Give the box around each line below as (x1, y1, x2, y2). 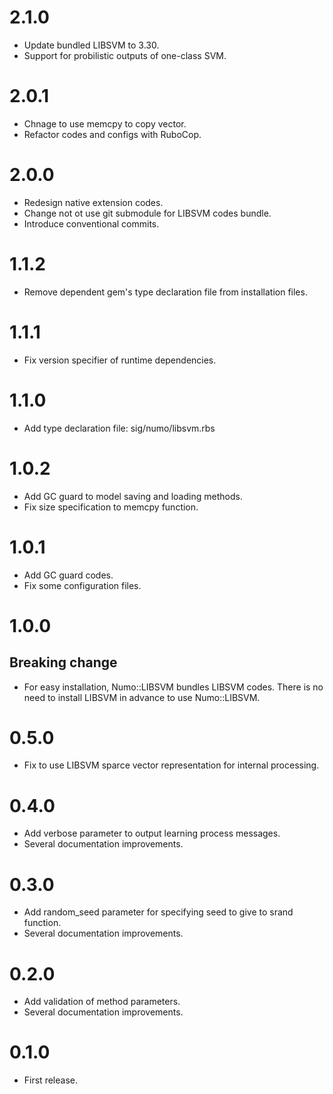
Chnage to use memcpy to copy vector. (23, 117, 187, 130)
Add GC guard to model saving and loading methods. (23, 490, 243, 502)
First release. (23, 1074, 78, 1086)
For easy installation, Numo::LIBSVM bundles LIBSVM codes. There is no (23, 681, 324, 693)
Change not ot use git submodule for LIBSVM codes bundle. (23, 207, 272, 219)
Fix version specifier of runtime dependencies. (23, 354, 217, 366)
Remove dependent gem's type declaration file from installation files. (23, 286, 308, 298)
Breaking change (9, 654, 118, 671)
